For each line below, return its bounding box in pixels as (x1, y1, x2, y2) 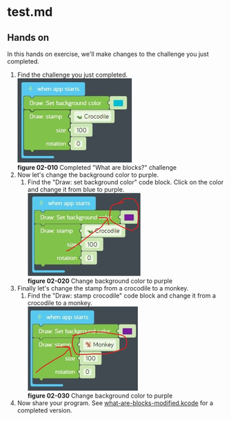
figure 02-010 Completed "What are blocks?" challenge (17, 164, 177, 171)
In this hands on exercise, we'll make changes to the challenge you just (7, 50, 209, 58)
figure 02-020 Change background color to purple (27, 277, 173, 285)
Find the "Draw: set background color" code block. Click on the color (27, 178, 224, 186)
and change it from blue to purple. (27, 186, 125, 193)
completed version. (17, 407, 72, 414)
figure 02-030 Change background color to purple (27, 391, 173, 400)
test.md (7, 4, 53, 20)
